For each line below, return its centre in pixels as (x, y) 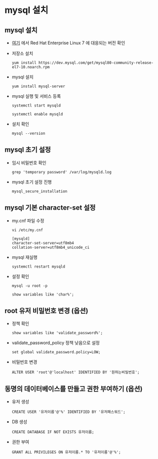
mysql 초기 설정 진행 (32, 182)
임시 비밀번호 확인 (29, 163)
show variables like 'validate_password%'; (57, 333)
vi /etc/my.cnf (27, 230)
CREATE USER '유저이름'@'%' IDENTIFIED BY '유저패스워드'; (68, 412)
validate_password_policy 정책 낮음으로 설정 (56, 343)
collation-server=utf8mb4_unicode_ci (51, 247)
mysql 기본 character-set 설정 (50, 208)
